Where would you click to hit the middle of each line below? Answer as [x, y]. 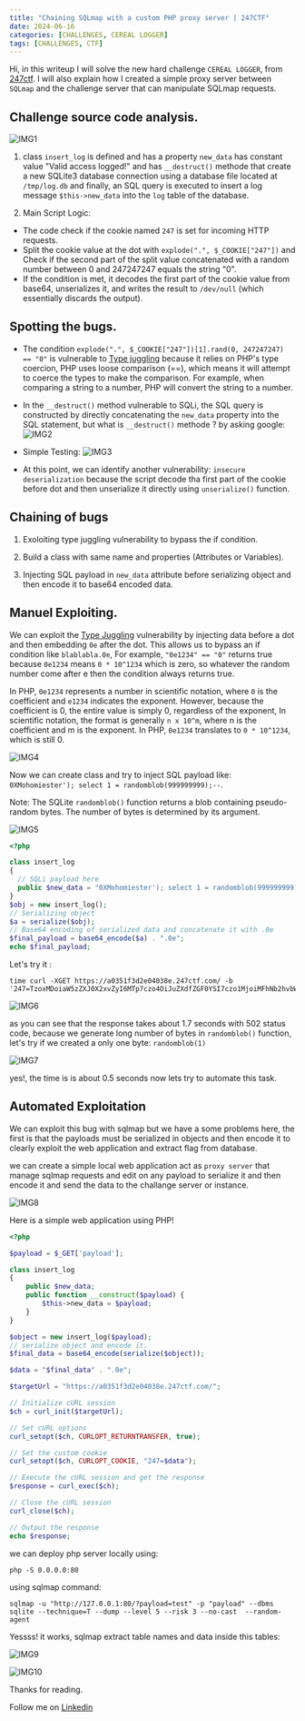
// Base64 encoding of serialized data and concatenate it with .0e [142, 930]
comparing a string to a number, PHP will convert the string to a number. [157, 387]
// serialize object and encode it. [79, 1345]
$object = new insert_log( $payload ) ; [81, 1337]
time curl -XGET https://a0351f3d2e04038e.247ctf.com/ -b [121, 981]
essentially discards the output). [83, 299]
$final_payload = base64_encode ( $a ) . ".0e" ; [97, 938]
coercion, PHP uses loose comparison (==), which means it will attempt [156, 368]
